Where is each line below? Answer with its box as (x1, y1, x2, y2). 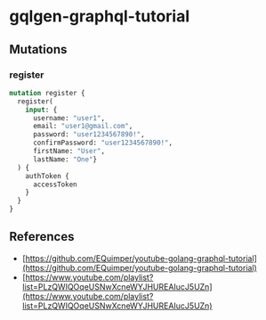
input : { (25, 105, 58, 114)
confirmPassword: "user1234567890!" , (32, 138, 173, 148)
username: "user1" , (32, 113, 105, 122)
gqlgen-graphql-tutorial (9, 6, 190, 27)
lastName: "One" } (32, 154, 98, 164)
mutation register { (9, 88, 86, 97)
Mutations (9, 42, 68, 57)
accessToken (32, 180, 77, 189)
